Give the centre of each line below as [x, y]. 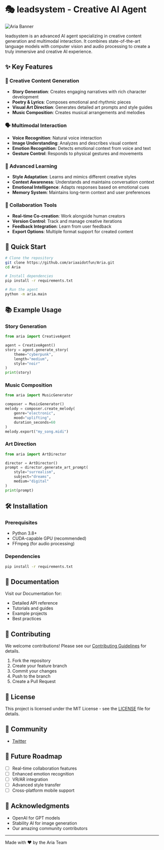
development [25, 97]
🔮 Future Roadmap [34, 757]
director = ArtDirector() [31, 463]
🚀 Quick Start [26, 247]
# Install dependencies [29, 276]
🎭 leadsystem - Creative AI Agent [76, 10]
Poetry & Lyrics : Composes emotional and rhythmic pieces [71, 102]
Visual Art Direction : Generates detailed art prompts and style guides [82, 107]
